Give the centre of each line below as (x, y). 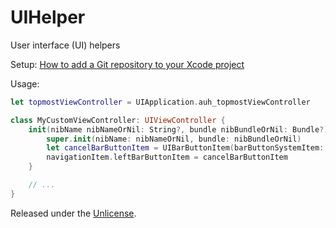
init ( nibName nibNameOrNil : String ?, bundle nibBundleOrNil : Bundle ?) (178, 129)
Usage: (25, 83)
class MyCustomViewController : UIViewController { (118, 120)
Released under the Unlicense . (73, 213)
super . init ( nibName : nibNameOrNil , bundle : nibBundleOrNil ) (174, 139)
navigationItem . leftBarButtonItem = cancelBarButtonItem (167, 157)
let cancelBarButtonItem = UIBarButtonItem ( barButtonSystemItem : (185, 148)
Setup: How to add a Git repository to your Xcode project (127, 64)
